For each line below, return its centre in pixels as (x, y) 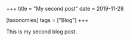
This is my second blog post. (42, 31)
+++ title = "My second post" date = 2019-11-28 (65, 9)
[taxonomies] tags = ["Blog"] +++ (47, 20)
